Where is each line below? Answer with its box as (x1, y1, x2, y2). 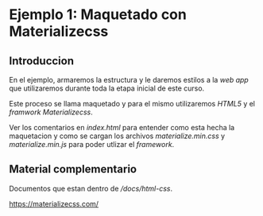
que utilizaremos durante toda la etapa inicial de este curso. (9, 83, 205, 93)
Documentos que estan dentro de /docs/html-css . (9, 183, 173, 193)
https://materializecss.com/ (9, 199, 99, 208)
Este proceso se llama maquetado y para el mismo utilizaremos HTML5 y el (9, 99, 255, 108)
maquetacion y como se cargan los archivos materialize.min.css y (9, 131, 226, 141)
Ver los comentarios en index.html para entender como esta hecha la (9, 123, 235, 132)
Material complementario (9, 163, 137, 176)
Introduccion (9, 54, 75, 67)
